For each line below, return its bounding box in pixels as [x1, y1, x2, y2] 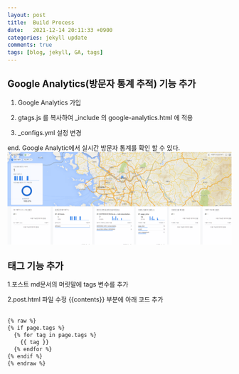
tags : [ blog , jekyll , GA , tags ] [7, 49, 103, 56]
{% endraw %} [7, 360, 46, 368]
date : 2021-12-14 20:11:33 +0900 [7, 26, 113, 33]
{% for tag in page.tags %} [14, 331, 97, 339]
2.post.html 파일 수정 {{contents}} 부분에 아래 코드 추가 [7, 295, 164, 304]
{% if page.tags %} [7, 324, 65, 332]
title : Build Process [7, 18, 75, 26]
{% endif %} [7, 353, 43, 360]
